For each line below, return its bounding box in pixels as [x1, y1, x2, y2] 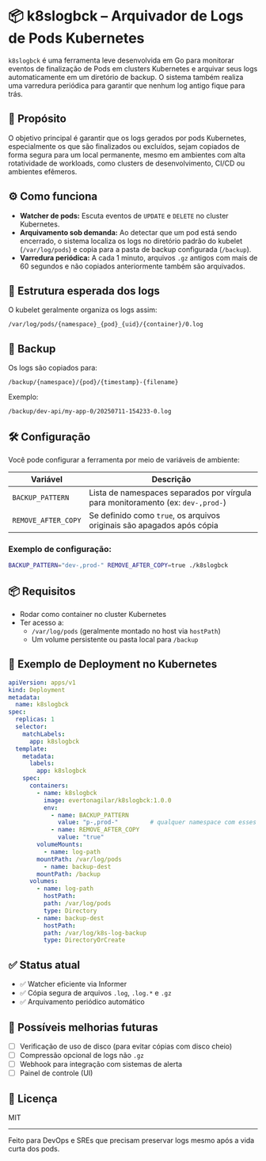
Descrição [151, 474, 192, 485]
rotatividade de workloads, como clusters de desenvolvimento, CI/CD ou [8, 158, 245, 168]
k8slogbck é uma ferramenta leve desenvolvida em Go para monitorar [8, 55, 235, 65]
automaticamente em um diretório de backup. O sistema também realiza [8, 72, 244, 82]
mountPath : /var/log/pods [36, 855, 123, 863]
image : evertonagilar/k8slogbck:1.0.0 [43, 796, 172, 805]
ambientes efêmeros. [8, 166, 78, 176]
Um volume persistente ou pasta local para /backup [31, 634, 199, 644]
